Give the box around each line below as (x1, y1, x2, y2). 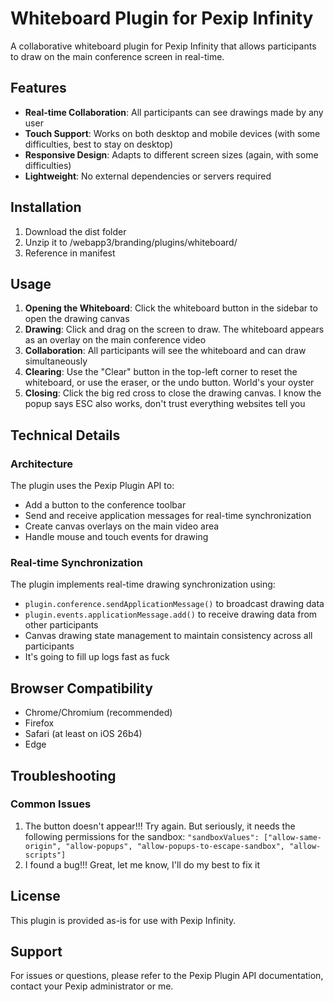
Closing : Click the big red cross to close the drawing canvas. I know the (24, 387, 322, 399)
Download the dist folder (24, 225, 127, 237)
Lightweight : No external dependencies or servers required (24, 170, 272, 182)
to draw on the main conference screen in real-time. (10, 50, 225, 62)
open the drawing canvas (24, 313, 130, 325)
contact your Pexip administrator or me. (10, 980, 174, 992)
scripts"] (24, 850, 67, 860)
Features (10, 80, 67, 97)
